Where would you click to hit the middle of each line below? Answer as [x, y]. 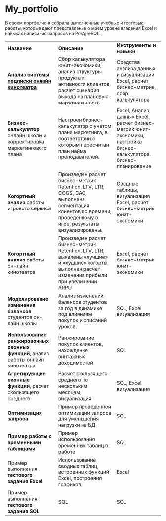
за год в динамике [80, 308]
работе [67, 452]
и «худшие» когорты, [83, 262]
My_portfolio [32, 9]
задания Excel [25, 481]
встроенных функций [84, 472]
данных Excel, [133, 116]
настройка [129, 141]
